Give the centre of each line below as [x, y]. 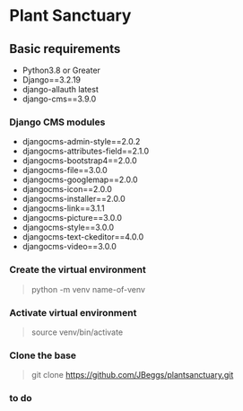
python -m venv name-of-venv [88, 289]
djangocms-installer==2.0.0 [74, 199]
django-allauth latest [60, 89]
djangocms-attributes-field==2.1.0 [86, 151]
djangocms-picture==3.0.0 [72, 218]
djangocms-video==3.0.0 [69, 247]
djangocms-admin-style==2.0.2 [81, 142]
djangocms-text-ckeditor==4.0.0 [83, 237]
